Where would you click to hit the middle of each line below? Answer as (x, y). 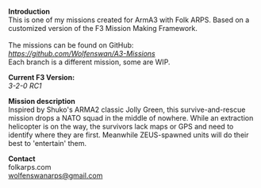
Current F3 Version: (42, 77)
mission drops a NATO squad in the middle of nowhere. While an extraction (131, 118)
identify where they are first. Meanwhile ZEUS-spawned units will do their (129, 135)
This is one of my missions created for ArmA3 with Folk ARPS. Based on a (129, 20)
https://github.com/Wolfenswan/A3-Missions (82, 54)
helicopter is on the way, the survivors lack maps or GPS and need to (121, 127)
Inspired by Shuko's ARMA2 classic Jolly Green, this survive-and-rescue (127, 109)
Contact (22, 159)
